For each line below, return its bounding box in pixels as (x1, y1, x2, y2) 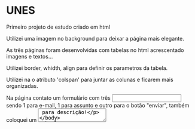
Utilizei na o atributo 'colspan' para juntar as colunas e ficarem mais (6, 76, 173, 83)
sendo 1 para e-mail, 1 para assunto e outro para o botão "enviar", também (6, 102, 190, 109)
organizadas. (6, 82, 38, 90)
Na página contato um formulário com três (6, 94, 111, 102)
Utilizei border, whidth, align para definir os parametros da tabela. (6, 64, 168, 72)
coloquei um (6, 116, 37, 123)
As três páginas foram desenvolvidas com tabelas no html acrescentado (6, 46, 184, 54)
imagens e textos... (6, 53, 53, 60)
